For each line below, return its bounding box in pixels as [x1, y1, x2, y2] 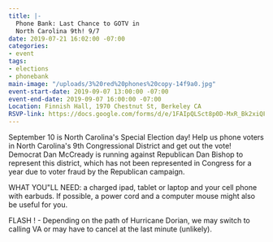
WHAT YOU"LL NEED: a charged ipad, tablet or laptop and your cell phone [8, 183, 258, 192]
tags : [8, 58, 27, 66]
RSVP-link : [8, 110, 45, 119]
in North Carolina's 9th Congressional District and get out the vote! [8, 141, 232, 150]
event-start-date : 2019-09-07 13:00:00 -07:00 [8, 87, 169, 96]
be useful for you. [8, 200, 67, 210]
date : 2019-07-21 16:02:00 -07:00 [8, 34, 126, 43]
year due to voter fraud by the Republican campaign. [8, 167, 185, 176]
